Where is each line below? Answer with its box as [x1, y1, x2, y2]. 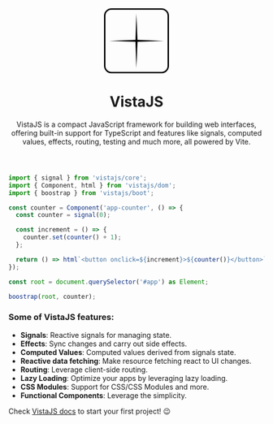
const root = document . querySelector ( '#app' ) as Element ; [8, 278, 209, 286]
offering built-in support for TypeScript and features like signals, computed [11, 128, 262, 137]
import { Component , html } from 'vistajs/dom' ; [8, 181, 176, 189]
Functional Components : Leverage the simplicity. [19, 390, 187, 400]
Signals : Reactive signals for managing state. [19, 330, 172, 340]
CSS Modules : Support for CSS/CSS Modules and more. [19, 382, 210, 392]
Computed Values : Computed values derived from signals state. [19, 347, 236, 357]
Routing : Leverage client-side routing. [19, 365, 148, 374]
